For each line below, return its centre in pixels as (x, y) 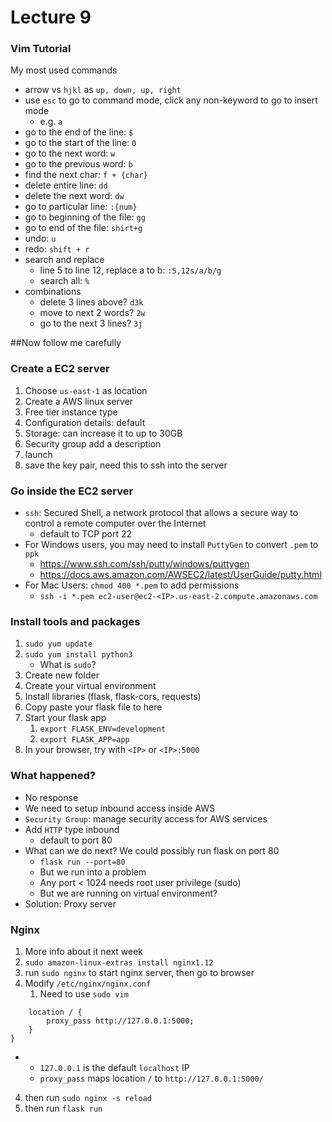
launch (38, 454)
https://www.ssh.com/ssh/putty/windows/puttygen (144, 564)
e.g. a (51, 122)
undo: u (40, 238)
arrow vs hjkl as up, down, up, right (103, 90)
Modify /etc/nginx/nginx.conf (88, 983)
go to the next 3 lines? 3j (91, 323)
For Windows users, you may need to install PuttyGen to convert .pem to (171, 545)
